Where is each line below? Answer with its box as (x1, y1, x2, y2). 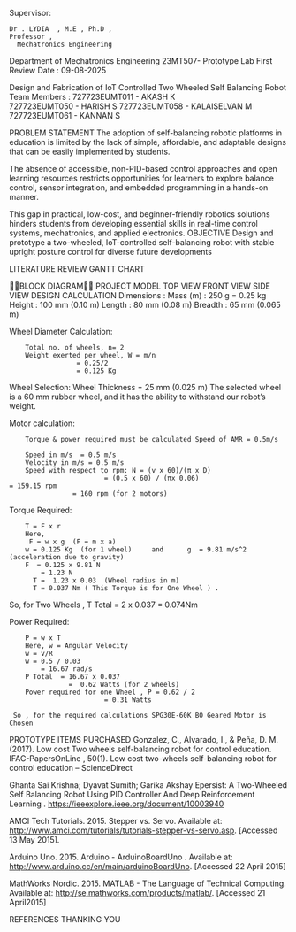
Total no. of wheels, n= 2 (25, 343, 125, 352)
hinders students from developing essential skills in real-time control (9, 219, 259, 228)
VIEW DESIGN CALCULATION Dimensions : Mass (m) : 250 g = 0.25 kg (9, 290, 267, 300)
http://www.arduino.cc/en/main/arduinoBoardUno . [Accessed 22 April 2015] (9, 861, 286, 871)
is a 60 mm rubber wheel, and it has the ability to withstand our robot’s (9, 391, 267, 402)
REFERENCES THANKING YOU (9, 914, 121, 924)
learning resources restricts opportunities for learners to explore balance (9, 173, 274, 183)
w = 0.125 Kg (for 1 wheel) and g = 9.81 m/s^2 (25, 545, 247, 554)
